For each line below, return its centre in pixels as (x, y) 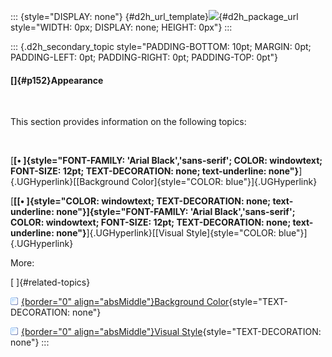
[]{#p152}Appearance (57, 80)
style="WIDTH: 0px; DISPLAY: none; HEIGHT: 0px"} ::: (121, 27)
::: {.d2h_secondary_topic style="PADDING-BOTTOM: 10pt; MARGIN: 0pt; (161, 46)
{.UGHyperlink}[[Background (70, 182)
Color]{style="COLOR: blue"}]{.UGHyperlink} (224, 182)
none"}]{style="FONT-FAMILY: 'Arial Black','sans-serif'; (176, 212)
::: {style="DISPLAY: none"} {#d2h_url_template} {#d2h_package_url (154, 16)
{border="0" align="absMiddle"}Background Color (125, 302)
